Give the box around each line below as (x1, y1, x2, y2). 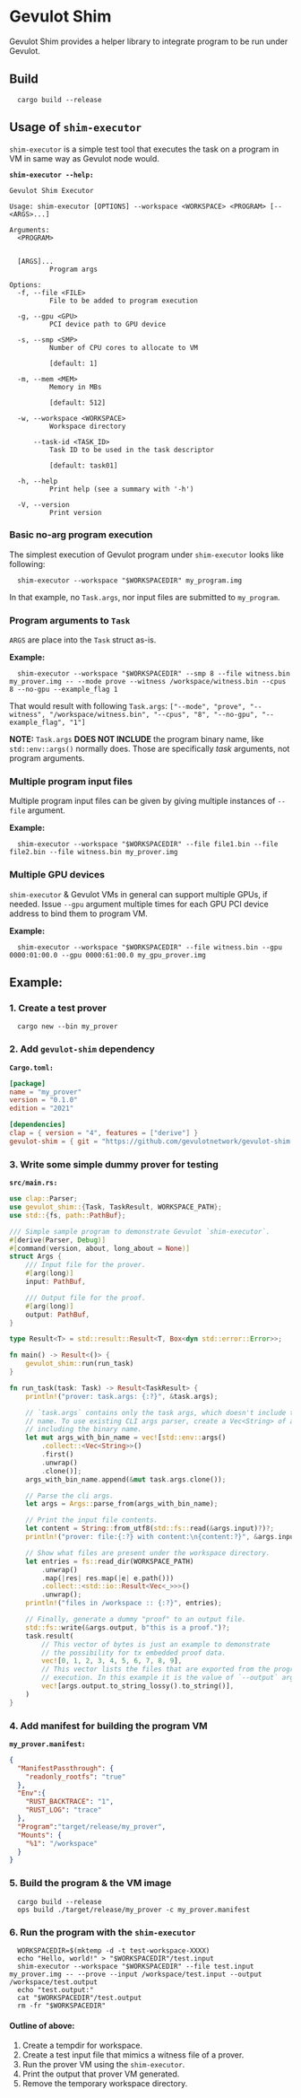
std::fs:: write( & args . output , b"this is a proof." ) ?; (25, 1622, 230, 1632)
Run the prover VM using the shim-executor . (21, 2059, 185, 2070)
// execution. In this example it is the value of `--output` (41, 1674, 279, 1683)
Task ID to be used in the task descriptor (48, 445, 215, 454)
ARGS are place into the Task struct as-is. (9, 634, 157, 645)
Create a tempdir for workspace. (21, 2040, 143, 2051)
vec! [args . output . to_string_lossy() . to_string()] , (41, 1682, 235, 1691)
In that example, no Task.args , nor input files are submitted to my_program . (9, 591, 280, 602)
